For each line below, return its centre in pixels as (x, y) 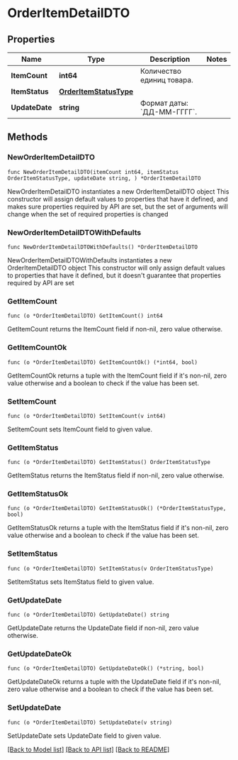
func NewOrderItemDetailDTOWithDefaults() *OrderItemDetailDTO (103, 247)
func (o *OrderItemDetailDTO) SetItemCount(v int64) (87, 416)
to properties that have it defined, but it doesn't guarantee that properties (114, 275)
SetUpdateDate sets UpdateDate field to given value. (84, 735)
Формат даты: (165, 103)
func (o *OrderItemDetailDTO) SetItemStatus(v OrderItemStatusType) (110, 568)
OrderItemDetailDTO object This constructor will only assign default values (116, 268)
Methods (28, 137)
